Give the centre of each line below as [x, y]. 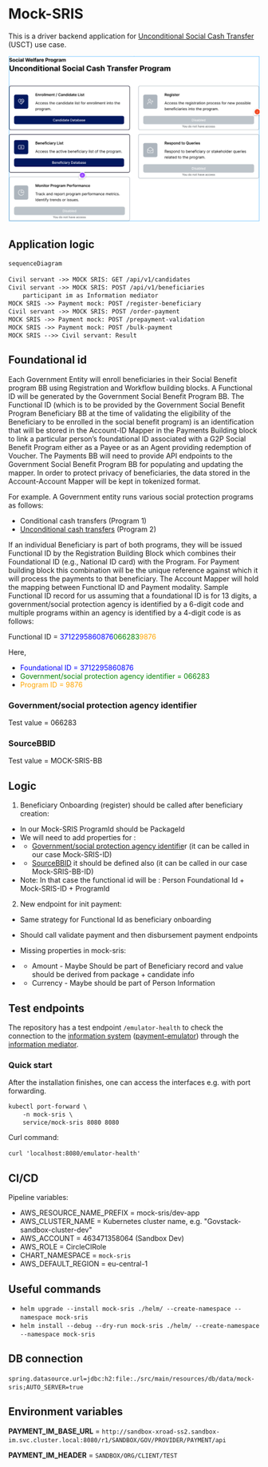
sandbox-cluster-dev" [56, 1230]
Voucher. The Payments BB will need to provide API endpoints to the [120, 456]
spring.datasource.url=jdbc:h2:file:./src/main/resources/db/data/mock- [132, 1379]
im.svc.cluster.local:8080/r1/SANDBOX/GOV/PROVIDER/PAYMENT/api [117, 1440]
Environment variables [66, 1412]
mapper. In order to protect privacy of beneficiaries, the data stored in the [129, 472]
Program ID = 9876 [51, 684]
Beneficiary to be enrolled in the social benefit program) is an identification [131, 421]
